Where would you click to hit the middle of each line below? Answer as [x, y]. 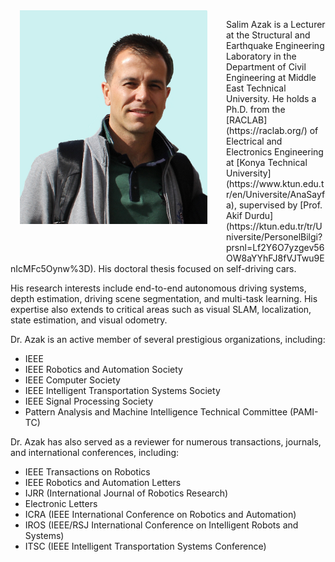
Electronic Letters [61, 503]
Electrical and [254, 141]
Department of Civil [266, 67]
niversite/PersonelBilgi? [274, 237]
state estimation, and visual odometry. [89, 320]
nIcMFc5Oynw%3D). [53, 268]
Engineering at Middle [271, 77]
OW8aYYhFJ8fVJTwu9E [275, 258]
